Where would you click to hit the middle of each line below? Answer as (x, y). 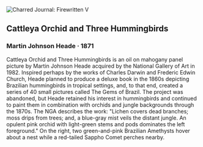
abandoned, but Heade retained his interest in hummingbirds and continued (102, 98)
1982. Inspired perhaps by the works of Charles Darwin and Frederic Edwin (101, 72)
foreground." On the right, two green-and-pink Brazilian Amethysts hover (98, 131)
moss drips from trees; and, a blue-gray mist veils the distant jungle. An (96, 118)
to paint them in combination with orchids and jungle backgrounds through (100, 105)
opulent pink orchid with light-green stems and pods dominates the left (96, 124)
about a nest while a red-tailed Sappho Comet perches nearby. (86, 137)
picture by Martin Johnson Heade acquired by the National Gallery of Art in (101, 66)
